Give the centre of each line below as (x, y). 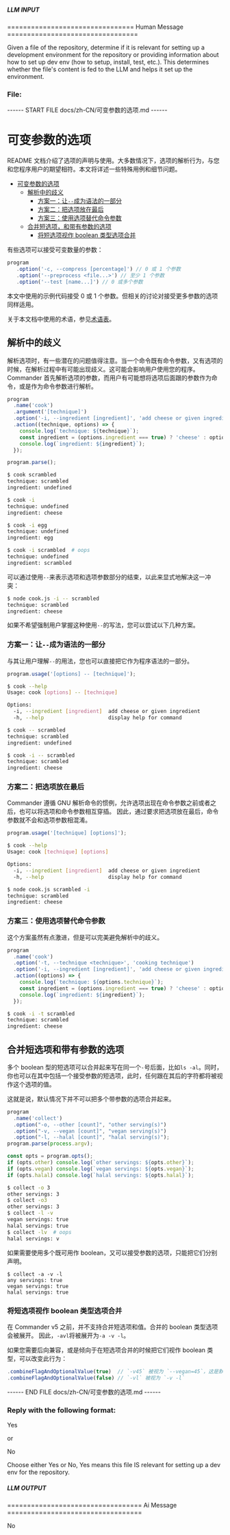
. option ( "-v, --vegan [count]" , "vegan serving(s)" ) (90, 1131)
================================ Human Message (95, 27)
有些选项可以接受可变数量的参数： (55, 250)
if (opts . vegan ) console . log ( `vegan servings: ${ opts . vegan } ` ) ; (101, 1169)
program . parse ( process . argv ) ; (50, 1144)
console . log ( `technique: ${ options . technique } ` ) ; (92, 982)
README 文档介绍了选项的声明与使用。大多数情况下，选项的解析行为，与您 (114, 160)
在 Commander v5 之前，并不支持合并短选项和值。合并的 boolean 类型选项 (113, 1327)
